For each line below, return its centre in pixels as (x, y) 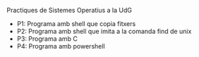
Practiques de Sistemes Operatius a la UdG (69, 10)
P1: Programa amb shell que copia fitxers (76, 24)
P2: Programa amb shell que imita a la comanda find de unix (104, 31)
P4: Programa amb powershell (61, 46)
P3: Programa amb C (47, 39)
